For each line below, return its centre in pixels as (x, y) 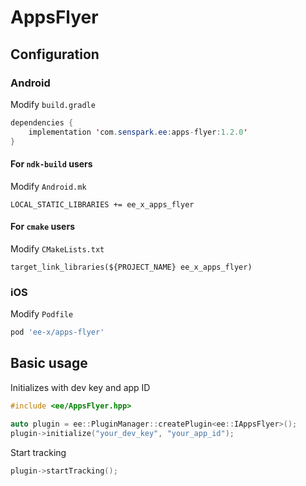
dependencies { (42, 122)
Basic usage (49, 363)
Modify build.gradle (53, 104)
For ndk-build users (51, 164)
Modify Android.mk (48, 186)
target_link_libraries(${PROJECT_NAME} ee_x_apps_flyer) (131, 267)
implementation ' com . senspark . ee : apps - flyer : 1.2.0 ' (138, 132)
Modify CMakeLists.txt (57, 248)
